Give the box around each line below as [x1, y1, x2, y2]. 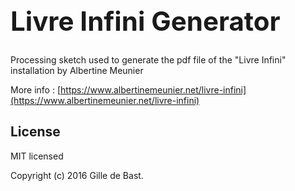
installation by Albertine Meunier [10, 64, 144, 76]
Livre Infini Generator [10, 4, 281, 37]
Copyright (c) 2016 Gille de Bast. [10, 169, 144, 181]
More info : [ [10, 83, 62, 96]
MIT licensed [10, 150, 64, 162]
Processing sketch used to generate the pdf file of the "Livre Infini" [10, 53, 287, 66]
